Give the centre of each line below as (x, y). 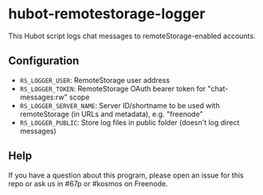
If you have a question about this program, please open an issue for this (126, 175)
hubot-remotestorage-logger (107, 14)
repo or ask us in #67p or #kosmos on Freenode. (88, 183)
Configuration (44, 61)
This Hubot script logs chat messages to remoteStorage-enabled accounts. (132, 36)
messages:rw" (43, 97)
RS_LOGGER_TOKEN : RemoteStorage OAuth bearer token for (113, 88)
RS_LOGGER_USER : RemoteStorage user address (94, 80)
